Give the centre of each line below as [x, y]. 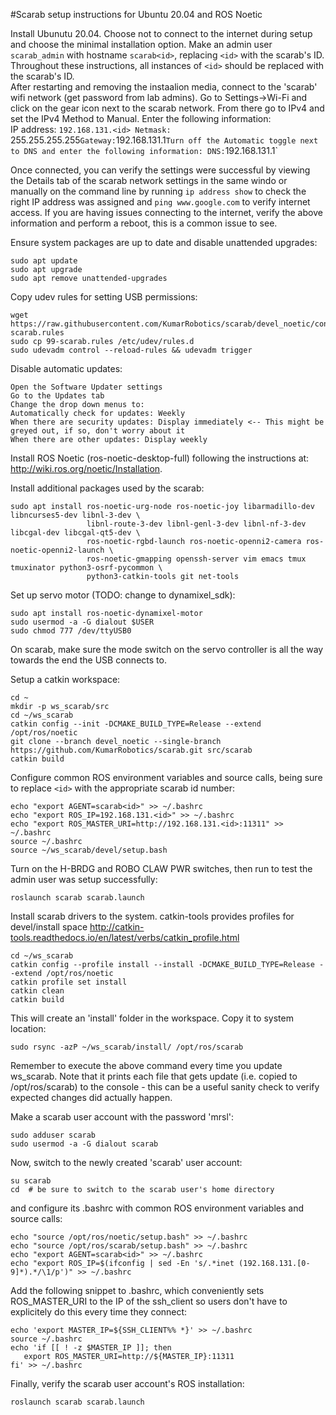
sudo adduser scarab [53, 1135]
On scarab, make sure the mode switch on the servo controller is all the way [167, 649]
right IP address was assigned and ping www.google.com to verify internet [160, 202]
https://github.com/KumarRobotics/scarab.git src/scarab [131, 750]
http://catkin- [117, 927]
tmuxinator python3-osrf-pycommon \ [86, 568]
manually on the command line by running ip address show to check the [158, 191]
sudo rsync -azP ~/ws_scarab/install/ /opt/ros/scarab [127, 1047]
